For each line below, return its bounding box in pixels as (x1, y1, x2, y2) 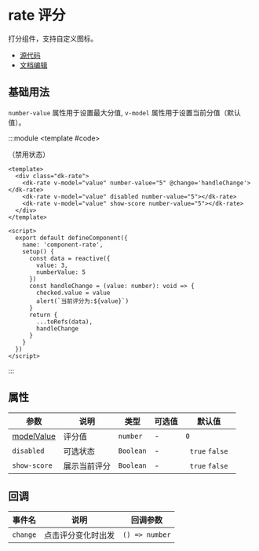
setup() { (22, 247, 55, 255)
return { (28, 311, 58, 319)
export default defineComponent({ (15, 234, 128, 242)
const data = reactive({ (28, 254, 111, 262)
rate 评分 (8, 6, 66, 24)
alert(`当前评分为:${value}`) (36, 297, 129, 305)
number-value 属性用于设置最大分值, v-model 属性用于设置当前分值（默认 (8, 108, 241, 117)
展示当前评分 (63, 460, 111, 471)
